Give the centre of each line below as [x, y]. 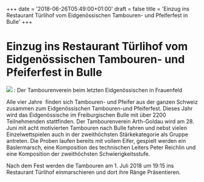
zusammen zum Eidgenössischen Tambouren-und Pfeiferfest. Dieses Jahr [100, 108]
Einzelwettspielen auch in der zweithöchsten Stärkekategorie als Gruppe [97, 134]
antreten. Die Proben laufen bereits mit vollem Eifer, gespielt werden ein [96, 140]
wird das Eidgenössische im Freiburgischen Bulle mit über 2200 [86, 115]
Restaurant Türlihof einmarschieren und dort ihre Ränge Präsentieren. [93, 172]
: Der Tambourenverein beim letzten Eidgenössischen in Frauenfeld [98, 90]
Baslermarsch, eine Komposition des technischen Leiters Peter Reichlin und [101, 147]
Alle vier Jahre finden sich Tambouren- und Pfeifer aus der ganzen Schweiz [102, 102]
